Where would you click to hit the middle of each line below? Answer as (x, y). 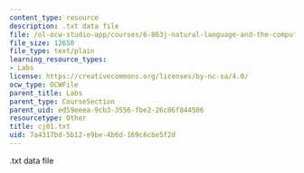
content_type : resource (54, 18)
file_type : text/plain (52, 51)
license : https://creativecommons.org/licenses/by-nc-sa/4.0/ (129, 77)
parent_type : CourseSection (62, 101)
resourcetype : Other (48, 118)
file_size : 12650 (42, 43)
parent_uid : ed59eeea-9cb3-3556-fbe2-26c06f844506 (107, 110)
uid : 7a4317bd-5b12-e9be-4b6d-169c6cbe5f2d (93, 135)
